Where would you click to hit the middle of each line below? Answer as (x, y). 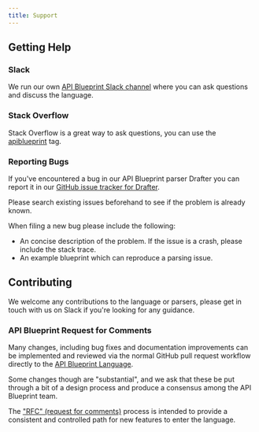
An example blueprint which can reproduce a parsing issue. (116, 257)
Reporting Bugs (39, 161)
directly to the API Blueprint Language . (71, 364)
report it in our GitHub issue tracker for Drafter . (84, 186)
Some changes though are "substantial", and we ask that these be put (121, 379)
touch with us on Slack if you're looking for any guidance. (102, 310)
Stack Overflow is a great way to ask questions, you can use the (112, 133)
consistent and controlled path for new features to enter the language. (122, 420)
